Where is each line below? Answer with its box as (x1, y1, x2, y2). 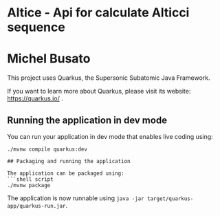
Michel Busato (7, 51, 91, 67)
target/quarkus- (146, 195, 194, 202)
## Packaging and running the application (7, 158, 131, 164)
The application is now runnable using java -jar (7, 194, 144, 202)
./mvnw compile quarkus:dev (7, 146, 88, 153)
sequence (7, 19, 65, 35)
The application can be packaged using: (7, 170, 125, 177)
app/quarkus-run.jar (7, 202, 67, 209)
